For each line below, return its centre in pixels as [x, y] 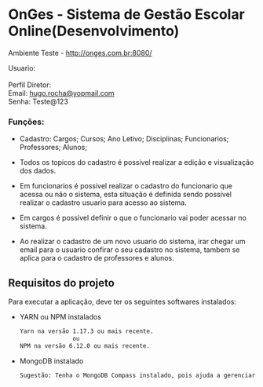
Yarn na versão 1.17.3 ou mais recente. [86, 331]
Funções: [26, 122]
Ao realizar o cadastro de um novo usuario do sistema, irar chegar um [132, 242]
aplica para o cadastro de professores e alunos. [97, 258]
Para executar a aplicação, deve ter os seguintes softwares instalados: [122, 302]
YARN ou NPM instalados [60, 317]
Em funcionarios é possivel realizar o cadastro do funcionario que [126, 186]
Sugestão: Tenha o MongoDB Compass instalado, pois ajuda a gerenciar [137, 375]
